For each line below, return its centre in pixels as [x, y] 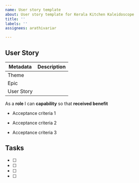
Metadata [20, 67]
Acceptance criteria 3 [35, 132]
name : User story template [33, 10]
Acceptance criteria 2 [35, 123]
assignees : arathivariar [31, 28]
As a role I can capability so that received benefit [57, 103]
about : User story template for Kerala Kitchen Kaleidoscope [70, 14]
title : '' [15, 19]
